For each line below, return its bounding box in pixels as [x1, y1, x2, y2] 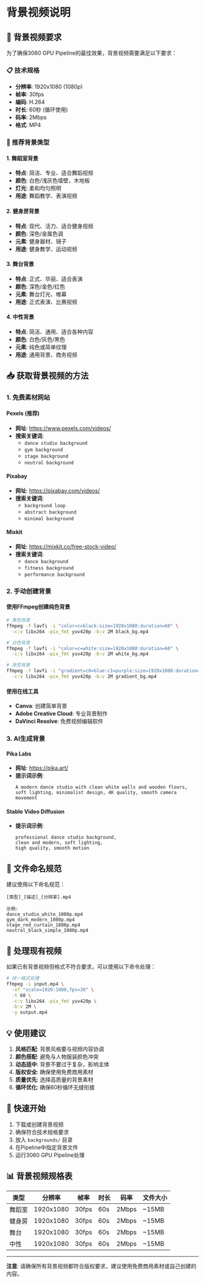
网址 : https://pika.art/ [15, 764, 68, 772]
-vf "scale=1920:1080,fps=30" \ [12, 986, 95, 993]
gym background [24, 447, 63, 453]
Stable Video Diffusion [6, 808, 65, 815]
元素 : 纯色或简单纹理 [15, 344, 67, 351]
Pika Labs [6, 750, 32, 757]
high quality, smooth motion [15, 845, 90, 852]
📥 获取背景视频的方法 [6, 371, 89, 381]
